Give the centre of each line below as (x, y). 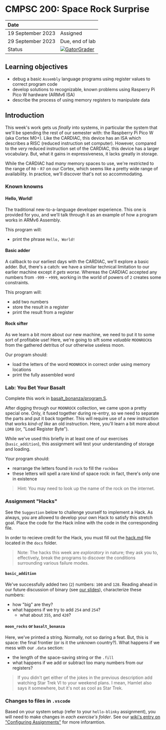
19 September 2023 (31, 33)
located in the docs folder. (31, 543)
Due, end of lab (78, 41)
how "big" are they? (32, 604)
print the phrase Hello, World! (44, 239)
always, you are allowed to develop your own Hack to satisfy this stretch (79, 517)
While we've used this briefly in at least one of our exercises (67, 439)
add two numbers (30, 302)
